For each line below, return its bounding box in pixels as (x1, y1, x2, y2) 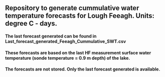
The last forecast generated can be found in (5, 33, 97, 39)
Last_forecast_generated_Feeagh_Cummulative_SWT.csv (5, 38, 127, 44)
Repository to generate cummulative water (5, 4, 139, 12)
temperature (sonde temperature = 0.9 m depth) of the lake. (5, 55, 131, 61)
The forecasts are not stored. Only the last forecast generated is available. (5, 66, 161, 72)
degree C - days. (5, 19, 58, 28)
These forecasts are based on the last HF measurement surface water (5, 49, 151, 56)
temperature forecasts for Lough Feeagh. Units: (5, 12, 155, 20)
